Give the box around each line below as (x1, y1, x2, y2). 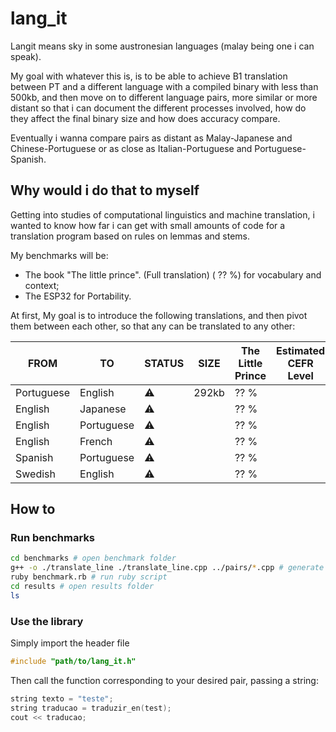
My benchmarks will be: (10, 249, 109, 261)
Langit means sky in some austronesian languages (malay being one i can (10, 40, 315, 52)
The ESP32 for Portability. (24, 290, 132, 302)
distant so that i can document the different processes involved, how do (10, 102, 307, 114)
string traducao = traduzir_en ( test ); (10, 703, 172, 713)
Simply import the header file (10, 637, 130, 649)
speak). (10, 50, 42, 62)
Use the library (10, 614, 84, 628)
